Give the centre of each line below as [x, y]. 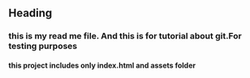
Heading [30, 13]
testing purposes [43, 46]
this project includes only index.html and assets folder [102, 65]
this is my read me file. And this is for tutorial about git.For [125, 36]
